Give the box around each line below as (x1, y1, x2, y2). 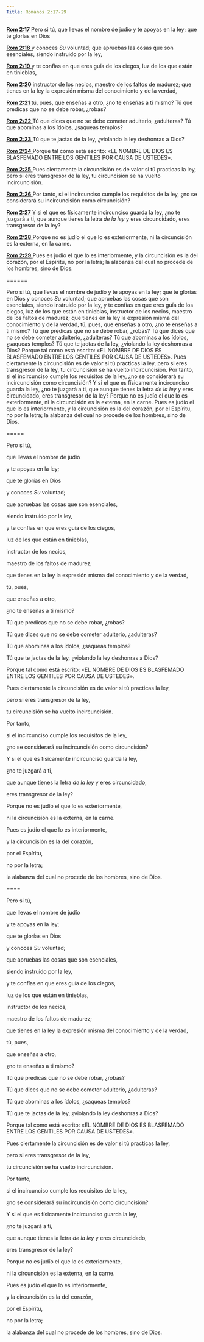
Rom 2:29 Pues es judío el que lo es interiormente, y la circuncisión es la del (6, 251, 198, 259)
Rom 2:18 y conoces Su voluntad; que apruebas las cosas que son (6, 44, 174, 51)
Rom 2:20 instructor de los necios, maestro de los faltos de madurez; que (6, 80, 192, 88)
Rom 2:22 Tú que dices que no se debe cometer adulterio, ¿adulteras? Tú (6, 117, 191, 124)
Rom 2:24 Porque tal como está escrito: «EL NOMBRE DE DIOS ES (6, 147, 173, 154)
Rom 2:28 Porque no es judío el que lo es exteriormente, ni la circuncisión (6, 233, 192, 241)
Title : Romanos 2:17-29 (6, 9, 67, 15)
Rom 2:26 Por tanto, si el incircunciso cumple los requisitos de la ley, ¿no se (6, 190, 197, 198)
